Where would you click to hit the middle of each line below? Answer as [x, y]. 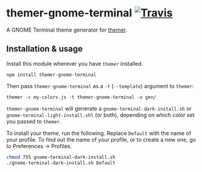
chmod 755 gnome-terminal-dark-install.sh [61, 157]
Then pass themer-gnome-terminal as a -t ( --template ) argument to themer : [100, 86]
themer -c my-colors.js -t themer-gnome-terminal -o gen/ [81, 97]
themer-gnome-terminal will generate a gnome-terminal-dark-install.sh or [99, 108]
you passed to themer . [34, 121]
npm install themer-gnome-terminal [51, 75]
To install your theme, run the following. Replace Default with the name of [99, 133]
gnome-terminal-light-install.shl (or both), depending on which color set [100, 115]
